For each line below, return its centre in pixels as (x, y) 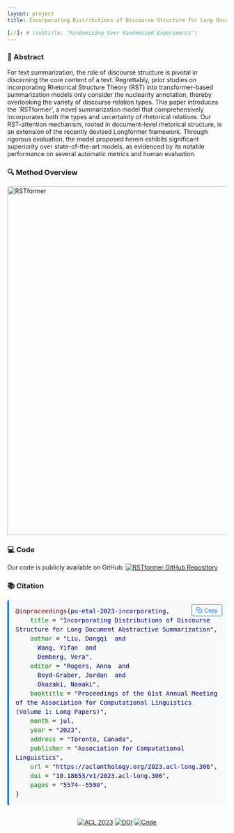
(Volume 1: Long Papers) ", (62, 711)
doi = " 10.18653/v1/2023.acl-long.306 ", (100, 775)
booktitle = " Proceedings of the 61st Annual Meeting (124, 693)
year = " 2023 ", (56, 730)
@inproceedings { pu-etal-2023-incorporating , (93, 611)
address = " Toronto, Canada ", (82, 739)
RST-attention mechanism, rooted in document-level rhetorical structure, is (115, 124)
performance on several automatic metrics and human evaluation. (102, 153)
